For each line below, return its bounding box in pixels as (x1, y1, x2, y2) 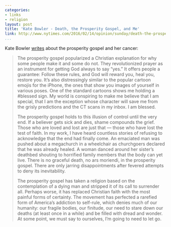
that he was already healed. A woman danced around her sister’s (17, 146, 154, 152)
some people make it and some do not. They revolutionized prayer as (17, 61, 163, 66)
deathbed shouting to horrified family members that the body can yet (17, 152, 163, 158)
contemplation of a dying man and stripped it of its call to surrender (17, 183, 160, 189)
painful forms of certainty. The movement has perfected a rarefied (17, 194, 157, 200)
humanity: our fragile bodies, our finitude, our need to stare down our (17, 205, 163, 211)
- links (5, 12, 21, 17)
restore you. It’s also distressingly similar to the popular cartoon (17, 77, 151, 83)
